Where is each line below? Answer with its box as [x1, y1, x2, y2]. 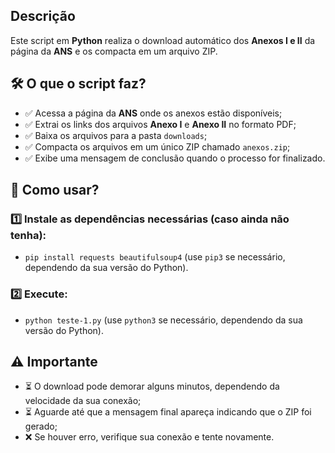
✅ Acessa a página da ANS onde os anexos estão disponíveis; [24, 107, 283, 119]
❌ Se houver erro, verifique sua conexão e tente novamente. [24, 431, 275, 443]
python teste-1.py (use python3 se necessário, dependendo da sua [24, 314, 303, 326]
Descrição [10, 8, 76, 25]
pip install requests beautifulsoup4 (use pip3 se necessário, [24, 251, 286, 263]
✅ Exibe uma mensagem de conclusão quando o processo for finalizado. [24, 152, 326, 164]
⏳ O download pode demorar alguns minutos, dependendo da [24, 380, 280, 393]
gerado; [24, 420, 58, 433]
